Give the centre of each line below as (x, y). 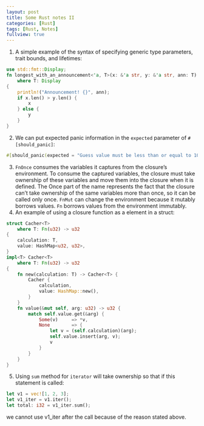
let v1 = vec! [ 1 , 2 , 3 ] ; (38, 394)
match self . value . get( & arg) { (66, 314)
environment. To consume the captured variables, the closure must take (105, 173)
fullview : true (25, 35)
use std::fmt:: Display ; (36, 70)
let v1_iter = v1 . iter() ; (39, 400)
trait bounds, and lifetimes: (49, 58)
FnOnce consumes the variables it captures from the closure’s (91, 167)
